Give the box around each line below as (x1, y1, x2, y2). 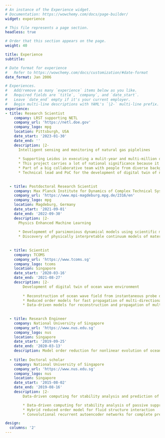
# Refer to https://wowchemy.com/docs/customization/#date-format (5, 70, 148, 75)
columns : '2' (9, 425, 36, 430)
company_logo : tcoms (14, 261, 56, 267)
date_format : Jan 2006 (5, 75, 52, 80)
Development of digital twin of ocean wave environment (23, 284, 139, 289)
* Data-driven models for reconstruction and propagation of (23, 302, 151, 307)
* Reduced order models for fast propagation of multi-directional (23, 298, 164, 303)
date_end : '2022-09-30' (14, 211, 63, 216)
